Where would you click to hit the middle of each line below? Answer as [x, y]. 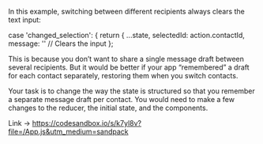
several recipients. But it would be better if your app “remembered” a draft [129, 67]
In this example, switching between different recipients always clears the [126, 11]
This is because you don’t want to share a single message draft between [126, 59]
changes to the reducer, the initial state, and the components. [108, 108]
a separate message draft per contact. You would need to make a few [122, 99]
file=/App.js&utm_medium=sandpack [68, 131]
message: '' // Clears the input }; [61, 44]
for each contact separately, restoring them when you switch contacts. [123, 76]
